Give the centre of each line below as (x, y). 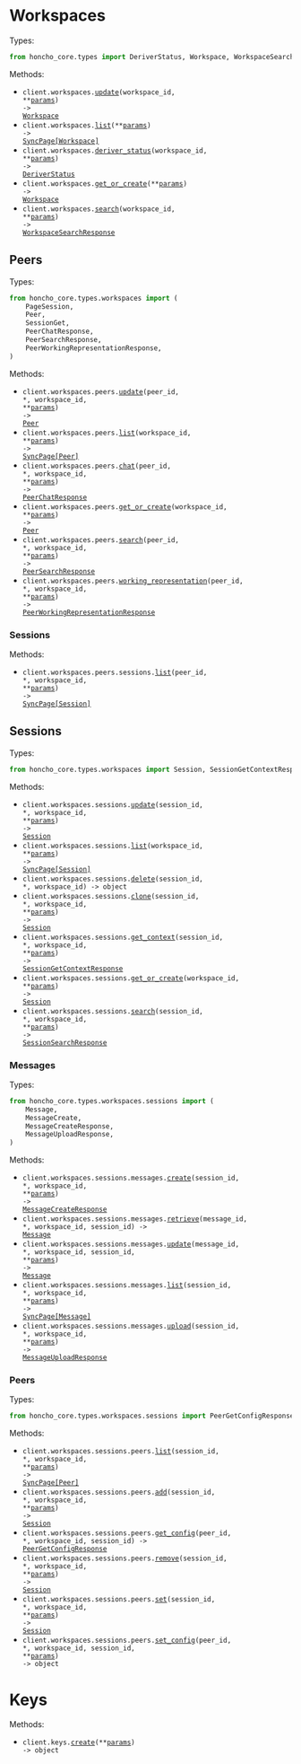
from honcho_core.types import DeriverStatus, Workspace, (120, 57)
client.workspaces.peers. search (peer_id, (100, 540)
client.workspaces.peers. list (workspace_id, (107, 433)
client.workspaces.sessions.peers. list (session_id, (120, 1452)
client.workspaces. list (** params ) (86, 125)
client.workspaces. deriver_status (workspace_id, (115, 150)
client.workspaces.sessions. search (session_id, (112, 1011)
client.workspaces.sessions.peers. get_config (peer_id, (127, 1533)
